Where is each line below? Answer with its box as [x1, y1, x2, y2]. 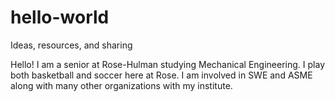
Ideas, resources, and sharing [10, 39, 133, 51]
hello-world [10, 6, 110, 29]
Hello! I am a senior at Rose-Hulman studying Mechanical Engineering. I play [10, 58, 326, 70]
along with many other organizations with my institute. [10, 79, 233, 91]
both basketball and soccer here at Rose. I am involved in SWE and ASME [10, 69, 313, 81]
